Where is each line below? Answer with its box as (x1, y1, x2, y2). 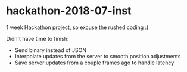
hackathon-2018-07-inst (6, 4, 132, 18)
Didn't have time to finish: (6, 35, 69, 42)
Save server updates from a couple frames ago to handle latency (14, 59, 174, 66)
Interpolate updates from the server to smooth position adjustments (14, 53, 181, 60)
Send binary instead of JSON (14, 46, 87, 54)
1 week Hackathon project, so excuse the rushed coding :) (6, 24, 149, 31)
